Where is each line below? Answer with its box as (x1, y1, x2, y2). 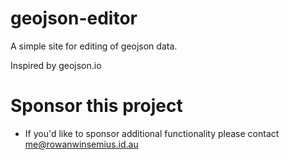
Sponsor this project (10, 95, 183, 117)
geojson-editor (10, 7, 138, 30)
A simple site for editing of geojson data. (10, 40, 178, 52)
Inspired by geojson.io (10, 59, 102, 71)
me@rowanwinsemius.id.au (24, 138, 139, 150)
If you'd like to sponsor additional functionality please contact (24, 127, 280, 139)
